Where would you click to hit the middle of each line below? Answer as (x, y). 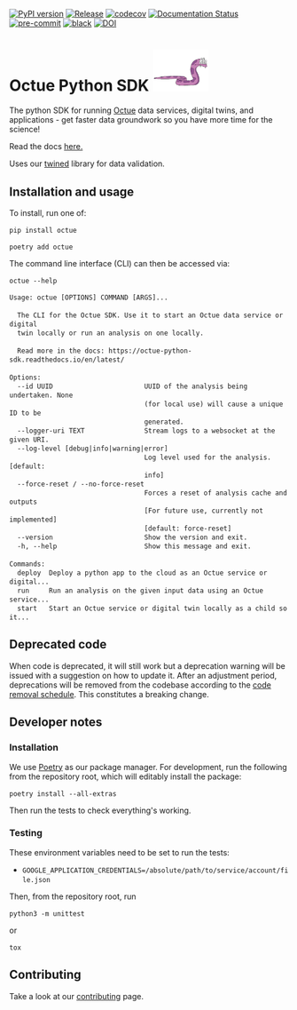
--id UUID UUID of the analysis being (133, 386)
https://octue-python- (150, 351)
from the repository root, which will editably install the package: (125, 776)
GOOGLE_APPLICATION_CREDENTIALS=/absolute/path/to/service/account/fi (155, 871)
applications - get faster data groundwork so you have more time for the (141, 120)
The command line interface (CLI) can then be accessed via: (120, 264)
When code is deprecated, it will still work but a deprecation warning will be (147, 665)
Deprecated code (58, 644)
